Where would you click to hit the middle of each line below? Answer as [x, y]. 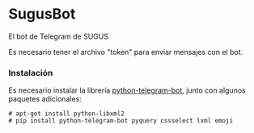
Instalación [31, 73]
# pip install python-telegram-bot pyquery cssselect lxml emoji [121, 121]
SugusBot [42, 14]
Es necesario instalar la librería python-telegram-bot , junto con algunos [127, 90]
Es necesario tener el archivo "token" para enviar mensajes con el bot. [126, 52]
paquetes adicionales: [45, 99]
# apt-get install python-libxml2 [67, 114]
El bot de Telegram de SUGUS [59, 36]
